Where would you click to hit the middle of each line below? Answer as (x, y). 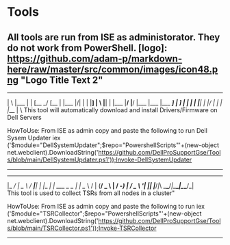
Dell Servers (25, 117)
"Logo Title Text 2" (62, 80)
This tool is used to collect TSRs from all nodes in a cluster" (91, 193)
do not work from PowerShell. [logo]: (87, 48)
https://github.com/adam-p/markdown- (95, 59)
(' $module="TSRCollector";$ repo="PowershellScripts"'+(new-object (104, 214)
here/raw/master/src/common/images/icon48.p (113, 69)
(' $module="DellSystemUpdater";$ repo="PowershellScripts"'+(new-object (113, 145)
